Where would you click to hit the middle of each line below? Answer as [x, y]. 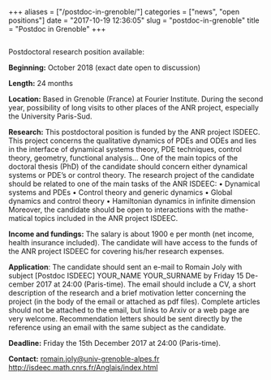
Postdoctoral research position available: [76, 52]
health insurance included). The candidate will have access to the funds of [133, 242]
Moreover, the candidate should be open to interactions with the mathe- [129, 209]
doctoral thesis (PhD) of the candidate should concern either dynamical [128, 166]
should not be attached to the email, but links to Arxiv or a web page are [129, 310]
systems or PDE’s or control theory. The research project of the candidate [131, 175]
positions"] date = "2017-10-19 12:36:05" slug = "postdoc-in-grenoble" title [134, 20]
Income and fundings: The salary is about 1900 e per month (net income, [131, 234]
